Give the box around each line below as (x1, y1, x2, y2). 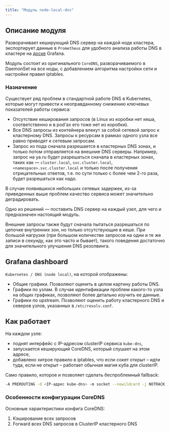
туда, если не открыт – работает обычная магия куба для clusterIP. (12, 362, 159, 368)
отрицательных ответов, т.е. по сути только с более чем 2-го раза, (12, 170, 159, 176)
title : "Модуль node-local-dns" (5, 7, 74, 13)
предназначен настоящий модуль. (5, 211, 80, 218)
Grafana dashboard (5, 258, 68, 266)
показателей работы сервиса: (5, 106, 71, 112)
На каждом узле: (5, 331, 42, 337)
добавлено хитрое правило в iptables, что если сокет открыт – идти (12, 357, 160, 363)
